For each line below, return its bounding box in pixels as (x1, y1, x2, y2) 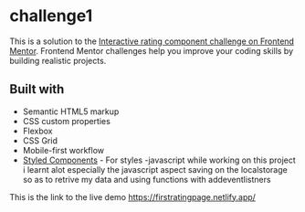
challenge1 (9, 5, 93, 26)
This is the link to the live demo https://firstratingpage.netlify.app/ (9, 191, 256, 202)
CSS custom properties (22, 115, 111, 126)
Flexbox (22, 125, 53, 136)
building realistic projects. (9, 55, 107, 66)
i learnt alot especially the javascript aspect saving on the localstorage (22, 164, 288, 175)
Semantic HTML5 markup (22, 106, 120, 117)
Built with (9, 81, 65, 97)
